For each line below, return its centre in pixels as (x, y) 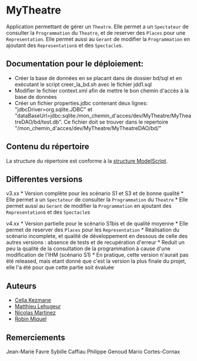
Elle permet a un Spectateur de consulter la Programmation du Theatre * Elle (97, 200)
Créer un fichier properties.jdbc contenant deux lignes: (81, 103)
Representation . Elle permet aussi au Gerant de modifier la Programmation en (98, 39)
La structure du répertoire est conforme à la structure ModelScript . (87, 161)
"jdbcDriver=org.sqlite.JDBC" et (54, 109)
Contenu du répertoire (48, 147)
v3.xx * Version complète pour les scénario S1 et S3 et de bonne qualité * (95, 193)
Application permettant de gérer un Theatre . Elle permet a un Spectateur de (98, 27)
